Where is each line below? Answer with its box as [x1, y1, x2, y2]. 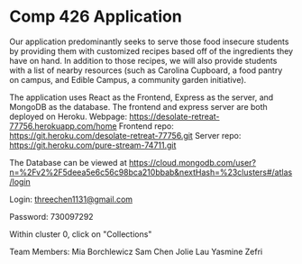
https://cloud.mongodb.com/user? [129, 157, 257, 168]
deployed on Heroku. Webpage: [9, 111, 128, 122]
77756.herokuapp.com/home [9, 120, 117, 132]
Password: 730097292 [9, 211, 94, 222]
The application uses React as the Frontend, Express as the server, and [9, 92, 274, 103]
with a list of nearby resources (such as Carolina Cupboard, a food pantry [9, 65, 283, 76]
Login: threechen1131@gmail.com [9, 194, 133, 205]
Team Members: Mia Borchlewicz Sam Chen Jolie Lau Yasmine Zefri [9, 246, 263, 257]
